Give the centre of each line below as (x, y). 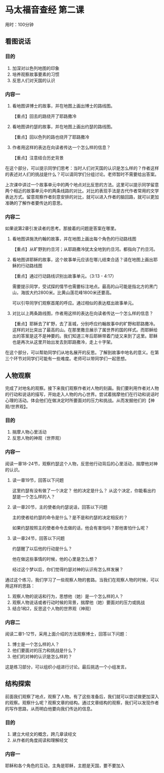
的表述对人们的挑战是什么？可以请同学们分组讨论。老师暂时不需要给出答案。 (82, 174)
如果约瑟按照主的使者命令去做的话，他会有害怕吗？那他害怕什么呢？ (81, 528)
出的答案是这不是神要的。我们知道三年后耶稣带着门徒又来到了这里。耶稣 (85, 336)
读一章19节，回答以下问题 (38, 480)
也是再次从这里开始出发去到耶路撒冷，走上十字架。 (63, 342)
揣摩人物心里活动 (29, 432)
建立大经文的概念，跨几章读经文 (44, 734)
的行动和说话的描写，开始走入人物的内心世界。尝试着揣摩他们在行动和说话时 (82, 395)
